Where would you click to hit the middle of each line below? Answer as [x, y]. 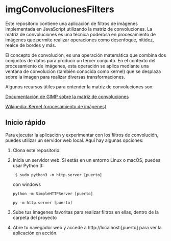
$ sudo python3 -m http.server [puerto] [59, 175]
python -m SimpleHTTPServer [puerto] [53, 194]
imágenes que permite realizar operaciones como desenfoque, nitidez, [80, 40]
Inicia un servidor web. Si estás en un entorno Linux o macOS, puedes [87, 160]
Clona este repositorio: [36, 150]
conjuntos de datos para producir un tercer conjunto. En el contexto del [80, 60]
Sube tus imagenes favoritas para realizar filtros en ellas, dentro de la [86, 212]
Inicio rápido [26, 123]
